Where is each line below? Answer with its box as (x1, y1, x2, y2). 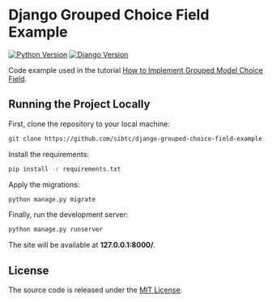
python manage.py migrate (8, 195, 96, 203)
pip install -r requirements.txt (8, 164, 121, 173)
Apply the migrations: (8, 180, 80, 189)
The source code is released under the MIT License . (8, 285, 183, 295)
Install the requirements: (8, 149, 89, 159)
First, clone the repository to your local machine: (8, 119, 170, 129)
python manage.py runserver (8, 225, 104, 234)
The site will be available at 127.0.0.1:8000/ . (8, 240, 156, 250)
